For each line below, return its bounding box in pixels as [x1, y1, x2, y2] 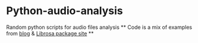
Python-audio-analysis [6, 4, 123, 18]
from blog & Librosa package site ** [6, 29, 94, 37]
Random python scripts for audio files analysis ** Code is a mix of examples [6, 24, 192, 31]
